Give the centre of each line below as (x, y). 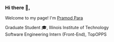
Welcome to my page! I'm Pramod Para (44, 18)
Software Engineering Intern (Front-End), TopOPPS (56, 34)
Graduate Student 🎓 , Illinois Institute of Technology (57, 28)
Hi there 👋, (18, 8)
